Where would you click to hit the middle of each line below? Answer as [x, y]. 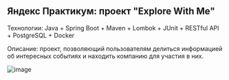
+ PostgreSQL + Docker [41, 35]
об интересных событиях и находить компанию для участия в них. [106, 56]
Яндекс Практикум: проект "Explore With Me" [111, 11]
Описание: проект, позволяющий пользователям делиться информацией [115, 48]
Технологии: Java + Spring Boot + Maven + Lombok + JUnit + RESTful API [113, 28]
